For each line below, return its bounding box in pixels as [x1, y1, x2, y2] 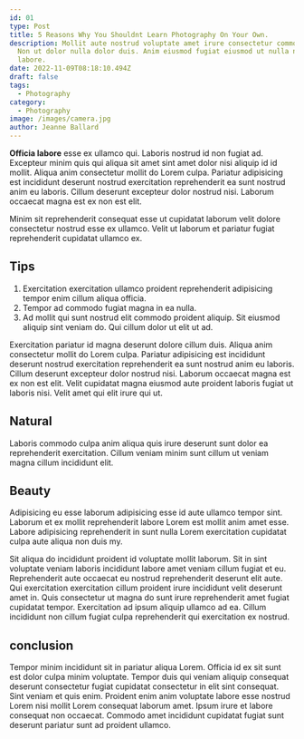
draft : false [9, 73, 59, 82]
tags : [9, 81, 30, 90]
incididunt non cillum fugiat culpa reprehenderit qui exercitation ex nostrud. [9, 611, 290, 622]
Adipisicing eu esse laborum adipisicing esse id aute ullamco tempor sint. [9, 507, 283, 518]
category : [9, 97, 47, 107]
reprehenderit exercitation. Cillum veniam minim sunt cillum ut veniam [9, 447, 269, 458]
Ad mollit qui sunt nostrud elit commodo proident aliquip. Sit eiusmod [22, 312, 280, 323]
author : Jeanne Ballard [9, 123, 100, 132]
